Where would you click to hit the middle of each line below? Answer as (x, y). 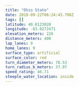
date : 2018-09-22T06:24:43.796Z (39, 15)
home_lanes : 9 (20, 48)
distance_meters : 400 (28, 39)
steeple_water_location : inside (39, 77)
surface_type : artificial (33, 53)
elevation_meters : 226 (29, 34)
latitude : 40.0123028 (28, 24)
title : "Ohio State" (27, 10)
